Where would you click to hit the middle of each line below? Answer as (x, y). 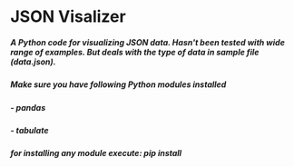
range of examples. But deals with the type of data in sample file (135, 52)
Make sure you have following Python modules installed (118, 84)
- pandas (28, 107)
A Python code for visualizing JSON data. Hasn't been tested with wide (147, 42)
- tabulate (29, 130)
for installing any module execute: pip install (96, 153)
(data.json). (34, 62)
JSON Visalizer (68, 17)
